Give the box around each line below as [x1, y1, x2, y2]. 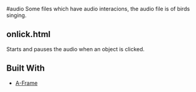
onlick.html [6, 29, 51, 40]
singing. [6, 12, 26, 19]
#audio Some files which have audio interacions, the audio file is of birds [6, 5, 190, 12]
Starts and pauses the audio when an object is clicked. [6, 45, 145, 52]
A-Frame [15, 79, 38, 87]
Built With [6, 63, 45, 74]
